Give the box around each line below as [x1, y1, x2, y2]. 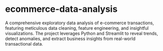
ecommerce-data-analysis [5, 3, 118, 15]
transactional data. [5, 41, 44, 47]
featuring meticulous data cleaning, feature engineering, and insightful [5, 25, 149, 31]
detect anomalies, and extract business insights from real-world [5, 36, 136, 42]
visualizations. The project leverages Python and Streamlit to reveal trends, [5, 30, 159, 36]
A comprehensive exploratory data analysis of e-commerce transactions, [5, 20, 155, 26]
